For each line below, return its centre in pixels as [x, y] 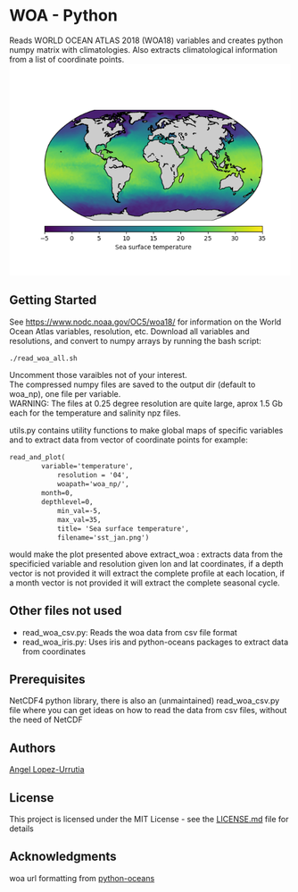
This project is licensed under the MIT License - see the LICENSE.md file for [149, 819]
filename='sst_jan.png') [103, 537]
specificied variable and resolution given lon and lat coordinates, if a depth [146, 563]
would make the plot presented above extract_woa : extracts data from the [146, 554]
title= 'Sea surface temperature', [123, 528]
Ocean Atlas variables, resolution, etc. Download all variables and [129, 331]
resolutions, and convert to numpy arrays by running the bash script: [135, 341]
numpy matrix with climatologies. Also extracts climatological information [144, 49]
